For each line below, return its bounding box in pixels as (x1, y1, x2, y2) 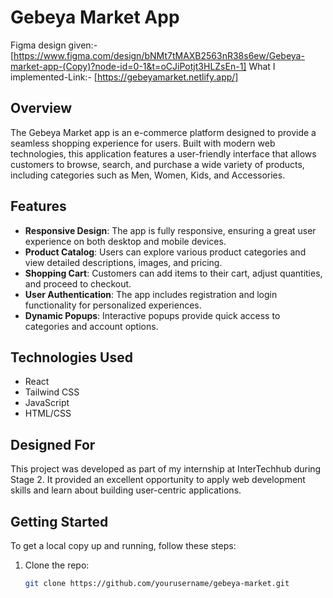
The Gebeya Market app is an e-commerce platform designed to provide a (10, 126, 317, 138)
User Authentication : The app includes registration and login (24, 288, 278, 300)
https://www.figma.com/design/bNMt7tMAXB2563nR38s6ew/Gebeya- (13, 49, 305, 61)
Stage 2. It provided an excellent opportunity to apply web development (10, 474, 306, 486)
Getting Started (10, 513, 109, 530)
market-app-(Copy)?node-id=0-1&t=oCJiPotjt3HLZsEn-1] (10, 60, 247, 72)
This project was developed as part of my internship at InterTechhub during (10, 463, 322, 475)
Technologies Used (10, 349, 133, 366)
